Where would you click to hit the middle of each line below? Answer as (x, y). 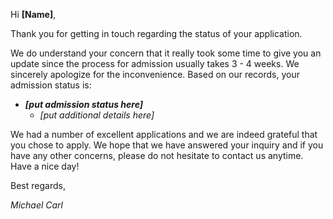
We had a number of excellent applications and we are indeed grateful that (164, 134)
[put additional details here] (97, 115)
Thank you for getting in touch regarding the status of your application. (156, 33)
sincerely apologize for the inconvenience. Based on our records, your (155, 74)
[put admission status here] (84, 104)
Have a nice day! (45, 166)
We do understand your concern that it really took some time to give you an (166, 53)
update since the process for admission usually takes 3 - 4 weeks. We (155, 63)
